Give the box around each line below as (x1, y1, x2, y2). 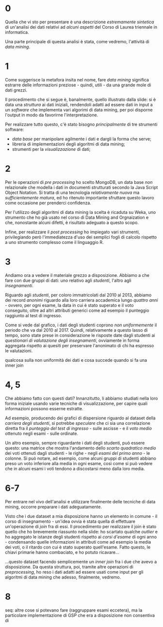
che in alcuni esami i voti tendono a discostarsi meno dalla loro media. (5, 466, 145, 471)
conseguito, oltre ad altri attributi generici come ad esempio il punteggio (5, 307, 149, 313)
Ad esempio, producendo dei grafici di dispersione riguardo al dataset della (5, 415, 156, 421)
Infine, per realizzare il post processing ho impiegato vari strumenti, (5, 229, 140, 235)
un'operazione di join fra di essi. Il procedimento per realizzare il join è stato (5, 523, 157, 529)
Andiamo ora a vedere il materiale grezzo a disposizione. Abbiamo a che (5, 272, 149, 278)
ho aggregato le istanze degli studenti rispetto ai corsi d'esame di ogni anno (5, 534, 157, 540)
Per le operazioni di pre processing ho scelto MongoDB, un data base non (5, 179, 153, 185)
